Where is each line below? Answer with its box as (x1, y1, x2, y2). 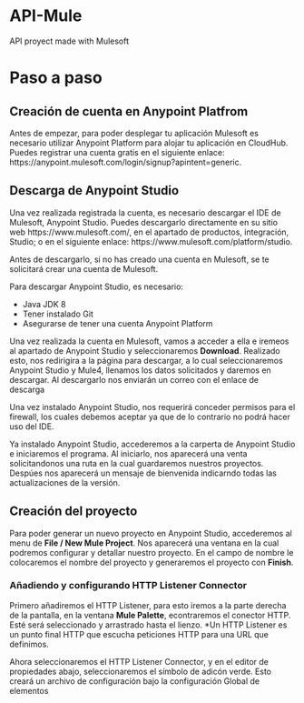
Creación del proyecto (9, 504, 138, 519)
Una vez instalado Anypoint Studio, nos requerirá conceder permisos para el (9, 401, 296, 412)
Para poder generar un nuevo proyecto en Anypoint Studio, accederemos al (9, 527, 292, 538)
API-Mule (9, 5, 83, 26)
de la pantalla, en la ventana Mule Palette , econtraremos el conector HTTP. (9, 609, 291, 620)
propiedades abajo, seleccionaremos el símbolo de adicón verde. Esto (9, 666, 272, 677)
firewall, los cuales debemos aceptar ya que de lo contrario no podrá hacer (9, 411, 290, 422)
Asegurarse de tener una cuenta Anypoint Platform (22, 317, 213, 328)
